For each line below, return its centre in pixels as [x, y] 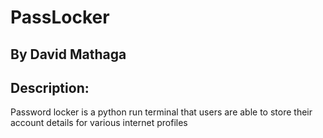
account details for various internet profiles [99, 123]
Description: [50, 87]
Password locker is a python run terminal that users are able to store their [161, 112]
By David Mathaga [68, 54]
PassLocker [60, 17]
